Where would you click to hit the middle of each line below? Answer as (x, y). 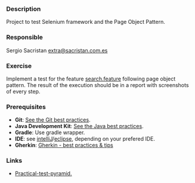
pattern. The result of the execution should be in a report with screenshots (97, 85)
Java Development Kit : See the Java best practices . (79, 126)
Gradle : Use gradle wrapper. (50, 132)
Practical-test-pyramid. (43, 173)
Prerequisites (26, 107)
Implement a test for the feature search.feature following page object (91, 79)
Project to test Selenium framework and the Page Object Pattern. (86, 22)
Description (24, 9)
